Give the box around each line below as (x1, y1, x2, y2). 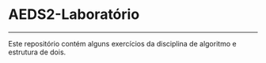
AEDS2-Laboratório (8, 6, 140, 24)
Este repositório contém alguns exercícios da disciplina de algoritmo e (8, 39, 237, 48)
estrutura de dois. (8, 47, 66, 57)
